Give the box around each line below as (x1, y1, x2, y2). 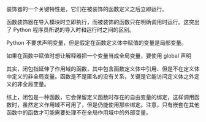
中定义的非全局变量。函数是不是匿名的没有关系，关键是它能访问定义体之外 (6, 73, 194, 80)
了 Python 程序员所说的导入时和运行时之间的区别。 (6, 26, 135, 33)
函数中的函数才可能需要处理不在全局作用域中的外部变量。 (6, 109, 151, 116)
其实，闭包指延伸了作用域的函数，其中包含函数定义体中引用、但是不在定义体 (6, 65, 200, 72)
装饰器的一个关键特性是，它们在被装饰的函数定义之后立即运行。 (6, 6, 167, 12)
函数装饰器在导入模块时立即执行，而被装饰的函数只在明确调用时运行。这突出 (6, 18, 200, 26)
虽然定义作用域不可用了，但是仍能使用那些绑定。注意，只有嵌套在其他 (22, 101, 200, 109)
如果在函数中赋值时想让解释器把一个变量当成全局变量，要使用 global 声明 (6, 52, 192, 59)
